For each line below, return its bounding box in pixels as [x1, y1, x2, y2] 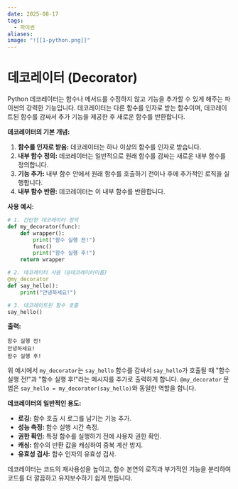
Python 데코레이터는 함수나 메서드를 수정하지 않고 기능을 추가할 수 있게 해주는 [7, 95, 224, 103]
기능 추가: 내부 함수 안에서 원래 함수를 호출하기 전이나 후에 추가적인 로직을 [17, 169, 222, 178]
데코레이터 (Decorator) [7, 70, 138, 86]
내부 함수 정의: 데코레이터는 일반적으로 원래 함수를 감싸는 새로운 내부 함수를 [17, 152, 226, 160]
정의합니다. [17, 161, 49, 169]
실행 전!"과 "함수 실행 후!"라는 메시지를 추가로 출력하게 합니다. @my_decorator [7, 375, 222, 384]
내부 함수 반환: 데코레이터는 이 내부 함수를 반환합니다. [17, 187, 166, 196]
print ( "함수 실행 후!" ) [33, 250, 96, 257]
